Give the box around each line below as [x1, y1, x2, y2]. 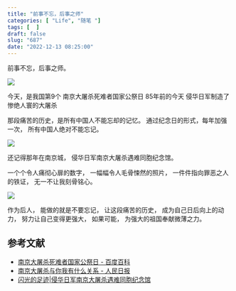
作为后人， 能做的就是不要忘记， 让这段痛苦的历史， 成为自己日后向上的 [7, 206, 218, 214]
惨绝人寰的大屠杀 [7, 101, 58, 109]
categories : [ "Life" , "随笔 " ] [7, 17, 102, 24]
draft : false [7, 30, 46, 38]
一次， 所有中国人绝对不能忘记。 [7, 125, 103, 133]
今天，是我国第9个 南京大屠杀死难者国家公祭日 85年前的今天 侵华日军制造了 [7, 92, 230, 100]
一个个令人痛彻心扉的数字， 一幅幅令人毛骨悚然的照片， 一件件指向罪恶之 [7, 168, 222, 177]
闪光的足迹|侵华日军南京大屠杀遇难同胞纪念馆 [17, 275, 151, 284]
